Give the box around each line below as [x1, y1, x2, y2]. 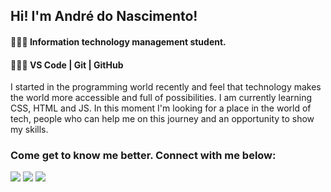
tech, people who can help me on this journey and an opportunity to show [10, 113, 315, 125]
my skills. [10, 124, 49, 136]
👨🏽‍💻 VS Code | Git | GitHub [10, 59, 124, 71]
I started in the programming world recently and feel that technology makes [10, 81, 322, 93]
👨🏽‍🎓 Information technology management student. [10, 35, 227, 48]
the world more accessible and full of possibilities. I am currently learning [10, 92, 313, 104]
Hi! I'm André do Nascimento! [10, 8, 198, 25]
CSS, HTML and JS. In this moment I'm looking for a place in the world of [10, 102, 312, 114]
